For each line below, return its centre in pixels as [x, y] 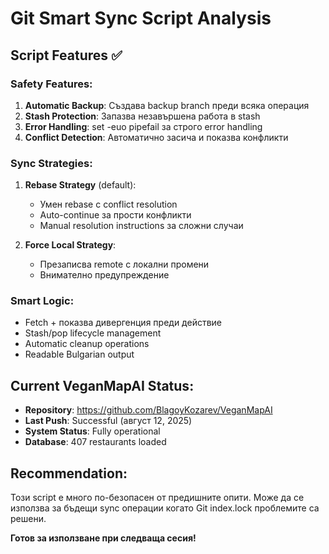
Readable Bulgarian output [79, 354]
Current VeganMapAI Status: [102, 385]
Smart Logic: [42, 301]
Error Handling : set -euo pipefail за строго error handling [143, 126]
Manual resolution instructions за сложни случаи [141, 226]
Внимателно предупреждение [104, 275]
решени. [28, 519]
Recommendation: [69, 473]
